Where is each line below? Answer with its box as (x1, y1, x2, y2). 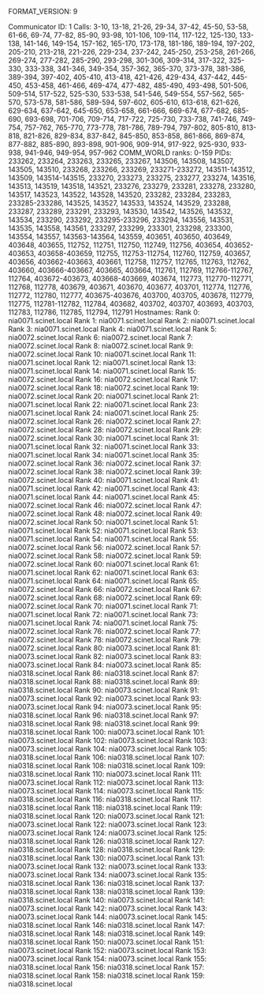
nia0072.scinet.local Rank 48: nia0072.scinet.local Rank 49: (8, 509, 203, 518)
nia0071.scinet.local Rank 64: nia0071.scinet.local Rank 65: (8, 576, 199, 586)
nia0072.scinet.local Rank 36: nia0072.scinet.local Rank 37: (8, 458, 202, 468)
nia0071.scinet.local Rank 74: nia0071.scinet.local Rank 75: (8, 618, 199, 628)
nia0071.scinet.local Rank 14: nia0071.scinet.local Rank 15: (8, 367, 197, 375)
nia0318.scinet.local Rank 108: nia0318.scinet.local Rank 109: (8, 761, 206, 770)
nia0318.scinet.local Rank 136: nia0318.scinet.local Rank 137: (8, 879, 205, 888)
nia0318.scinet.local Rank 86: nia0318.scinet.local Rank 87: (8, 669, 199, 678)
